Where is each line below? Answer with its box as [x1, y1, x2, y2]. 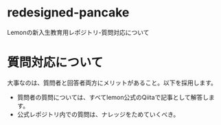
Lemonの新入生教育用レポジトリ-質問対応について [7, 28, 150, 36]
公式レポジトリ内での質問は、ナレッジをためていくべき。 [16, 110, 180, 118]
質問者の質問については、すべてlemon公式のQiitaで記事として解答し [16, 93, 209, 101]
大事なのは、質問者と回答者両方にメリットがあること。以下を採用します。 [7, 79, 218, 87]
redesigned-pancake [7, 5, 130, 20]
